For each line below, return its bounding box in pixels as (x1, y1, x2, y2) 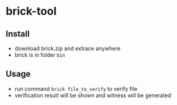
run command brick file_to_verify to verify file (14, 85, 138, 92)
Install (5, 29, 30, 39)
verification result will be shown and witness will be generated (14, 92, 172, 99)
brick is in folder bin (14, 51, 65, 59)
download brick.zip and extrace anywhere (14, 45, 121, 52)
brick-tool (5, 4, 57, 18)
